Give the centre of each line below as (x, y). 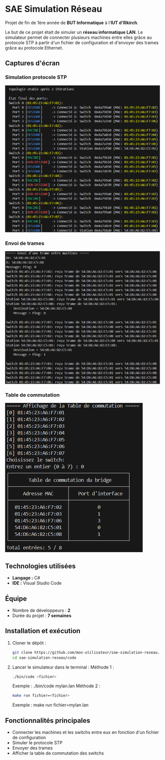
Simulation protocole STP (36, 77)
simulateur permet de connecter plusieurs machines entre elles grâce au (79, 37)
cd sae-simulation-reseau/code (44, 658)
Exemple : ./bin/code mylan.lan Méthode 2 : (56, 686)
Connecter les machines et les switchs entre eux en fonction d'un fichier (85, 732)
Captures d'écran (32, 63)
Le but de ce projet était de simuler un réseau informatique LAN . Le (74, 32)
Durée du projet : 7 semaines (42, 616)
